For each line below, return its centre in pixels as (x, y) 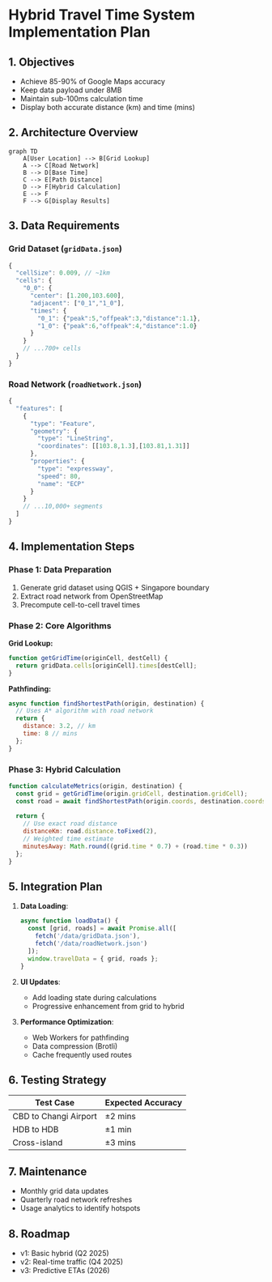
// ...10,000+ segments (63, 507)
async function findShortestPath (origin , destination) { (106, 703)
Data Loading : (44, 906)
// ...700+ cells (52, 349)
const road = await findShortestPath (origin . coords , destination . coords (141, 801)
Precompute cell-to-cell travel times (80, 604)
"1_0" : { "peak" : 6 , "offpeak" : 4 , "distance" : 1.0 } (117, 326)
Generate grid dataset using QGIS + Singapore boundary (115, 587)
